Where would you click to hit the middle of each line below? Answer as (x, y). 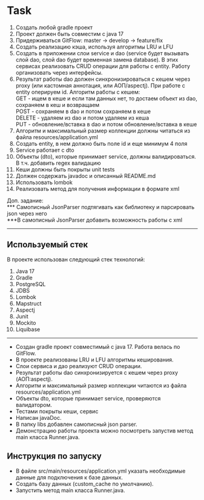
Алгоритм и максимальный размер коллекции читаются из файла (101, 385)
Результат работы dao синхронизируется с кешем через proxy (97, 372)
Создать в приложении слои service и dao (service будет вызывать (102, 53)
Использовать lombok (44, 182)
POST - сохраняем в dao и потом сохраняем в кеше (83, 111)
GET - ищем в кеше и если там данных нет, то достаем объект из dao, (106, 98)
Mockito (26, 323)
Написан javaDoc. (38, 417)
